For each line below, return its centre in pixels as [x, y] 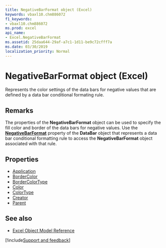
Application [24, 171]
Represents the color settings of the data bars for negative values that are [81, 89]
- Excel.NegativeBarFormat [33, 38]
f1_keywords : [19, 19]
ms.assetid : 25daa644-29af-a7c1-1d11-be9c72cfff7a [59, 42]
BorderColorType [30, 182]
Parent [19, 203]
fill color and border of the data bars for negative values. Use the [72, 128]
